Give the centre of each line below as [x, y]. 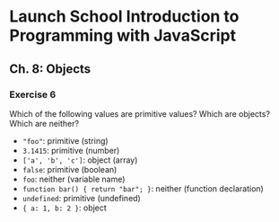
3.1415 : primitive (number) [71, 150]
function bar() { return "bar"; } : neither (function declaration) [143, 188]
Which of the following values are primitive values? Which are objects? [140, 113]
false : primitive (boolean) [70, 169]
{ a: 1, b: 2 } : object [65, 208]
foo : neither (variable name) [74, 179]
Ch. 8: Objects [50, 69]
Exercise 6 [33, 94]
